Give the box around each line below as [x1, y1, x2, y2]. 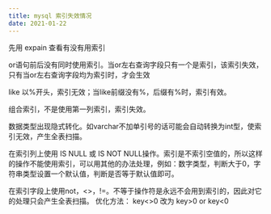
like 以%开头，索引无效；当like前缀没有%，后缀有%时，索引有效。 [8, 86, 231, 97]
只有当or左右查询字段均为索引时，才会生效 [8, 69, 150, 79]
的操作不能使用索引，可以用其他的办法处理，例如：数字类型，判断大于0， [8, 158, 254, 168]
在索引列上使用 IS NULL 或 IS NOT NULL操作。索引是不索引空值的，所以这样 [8, 149, 263, 158]
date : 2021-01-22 [8, 19, 67, 27]
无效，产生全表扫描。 [15, 131, 87, 141]
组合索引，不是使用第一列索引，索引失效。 [8, 104, 150, 114]
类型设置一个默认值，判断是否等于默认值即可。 [22, 169, 179, 178]
